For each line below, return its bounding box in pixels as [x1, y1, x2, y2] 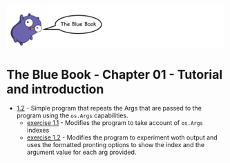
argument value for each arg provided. [26, 148, 137, 157]
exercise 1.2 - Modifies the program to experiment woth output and [26, 133, 218, 142]
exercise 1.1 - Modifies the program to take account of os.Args [26, 119, 204, 127]
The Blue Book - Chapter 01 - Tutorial [6, 66, 222, 82]
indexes [26, 126, 50, 135]
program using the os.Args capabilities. [16, 111, 128, 119]
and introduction [6, 81, 104, 97]
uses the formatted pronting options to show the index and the [26, 141, 205, 149]
